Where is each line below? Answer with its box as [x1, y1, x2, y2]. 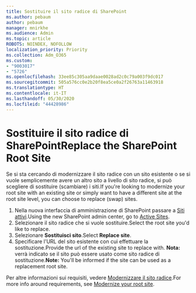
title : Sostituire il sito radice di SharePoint [6, 8, 127, 15]
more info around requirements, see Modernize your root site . [6, 281, 155, 288]
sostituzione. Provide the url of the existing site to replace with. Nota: [14, 244, 180, 251]
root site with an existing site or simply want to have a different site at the [6, 189, 183, 196]
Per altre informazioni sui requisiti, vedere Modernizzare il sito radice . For [6, 274, 181, 281]
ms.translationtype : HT [6, 85, 64, 91]
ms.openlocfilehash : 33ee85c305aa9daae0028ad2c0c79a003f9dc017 [6, 74, 164, 80]
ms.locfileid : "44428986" [6, 101, 69, 107]
